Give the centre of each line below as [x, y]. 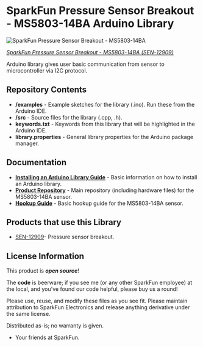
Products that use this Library [64, 222]
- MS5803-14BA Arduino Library [90, 23]
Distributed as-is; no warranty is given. [55, 326]
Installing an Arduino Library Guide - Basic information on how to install [106, 177]
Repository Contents [47, 90]
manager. [27, 143]
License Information [45, 256]
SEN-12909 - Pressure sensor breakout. [65, 237]
